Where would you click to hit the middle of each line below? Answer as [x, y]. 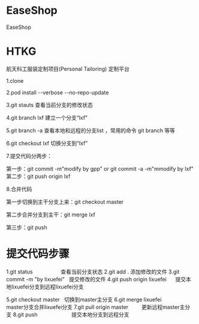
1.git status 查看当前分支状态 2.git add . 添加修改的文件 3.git [93, 272]
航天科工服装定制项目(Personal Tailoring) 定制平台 [68, 69]
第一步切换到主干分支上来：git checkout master [65, 201]
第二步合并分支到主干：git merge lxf [51, 215]
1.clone [15, 81]
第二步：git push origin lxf [38, 176]
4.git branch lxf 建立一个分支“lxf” [47, 117]
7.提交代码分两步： [29, 156]
